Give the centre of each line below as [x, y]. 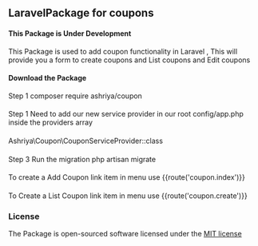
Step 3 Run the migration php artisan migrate [82, 159]
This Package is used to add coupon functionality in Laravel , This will [123, 51]
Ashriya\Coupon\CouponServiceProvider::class [86, 141]
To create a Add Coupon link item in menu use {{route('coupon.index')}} [127, 177]
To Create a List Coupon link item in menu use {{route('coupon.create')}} [128, 196]
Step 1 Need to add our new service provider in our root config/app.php [126, 114]
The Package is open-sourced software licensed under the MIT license [125, 234]
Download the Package [48, 78]
